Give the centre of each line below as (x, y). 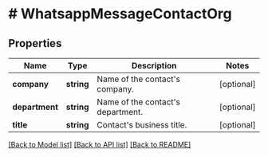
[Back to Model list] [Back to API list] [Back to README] (100, 145)
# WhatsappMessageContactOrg (120, 14)
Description (154, 66)
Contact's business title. (142, 125)
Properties (35, 43)
